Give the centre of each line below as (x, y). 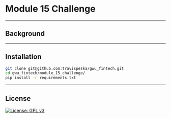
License (18, 99)
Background (25, 34)
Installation (23, 57)
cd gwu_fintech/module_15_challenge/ (45, 73)
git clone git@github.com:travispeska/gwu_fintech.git (65, 68)
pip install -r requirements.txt (41, 78)
